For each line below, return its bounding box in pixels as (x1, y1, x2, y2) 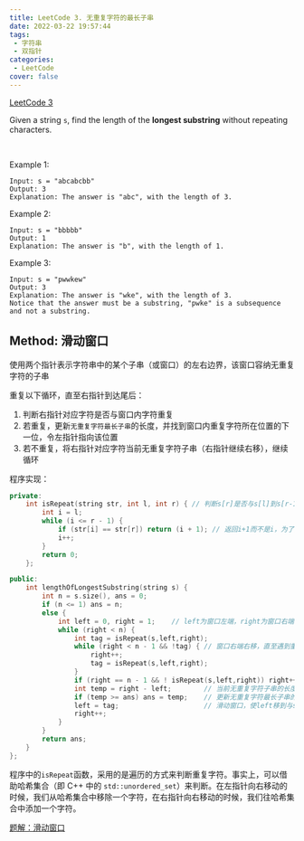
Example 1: (9, 159, 50, 170)
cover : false (9, 72, 59, 81)
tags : (9, 30, 30, 39)
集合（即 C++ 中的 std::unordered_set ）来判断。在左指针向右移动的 (33, 780, 288, 791)
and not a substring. (9, 307, 91, 316)
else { (42, 608, 67, 618)
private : (9, 491, 43, 500)
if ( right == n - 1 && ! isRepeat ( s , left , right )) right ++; (73, 676, 301, 685)
